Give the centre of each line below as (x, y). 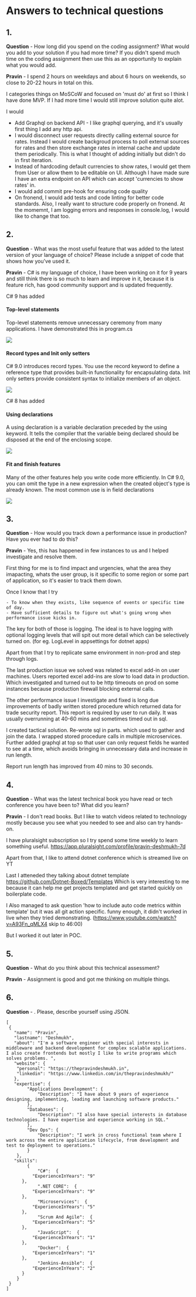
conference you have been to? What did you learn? (68, 805)
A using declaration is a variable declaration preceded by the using (87, 427)
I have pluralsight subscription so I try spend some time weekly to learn (92, 840)
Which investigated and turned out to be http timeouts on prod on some (92, 682)
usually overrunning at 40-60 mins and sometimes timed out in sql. (87, 719)
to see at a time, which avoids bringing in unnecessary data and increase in (97, 749)
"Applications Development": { (65, 1089)
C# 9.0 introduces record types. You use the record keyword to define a (93, 366)
